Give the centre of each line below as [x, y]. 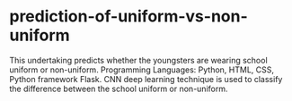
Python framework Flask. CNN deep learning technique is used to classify [146, 79]
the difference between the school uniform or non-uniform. [119, 88]
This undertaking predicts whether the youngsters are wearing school [138, 60]
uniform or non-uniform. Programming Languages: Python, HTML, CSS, [142, 70]
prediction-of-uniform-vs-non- [129, 17]
